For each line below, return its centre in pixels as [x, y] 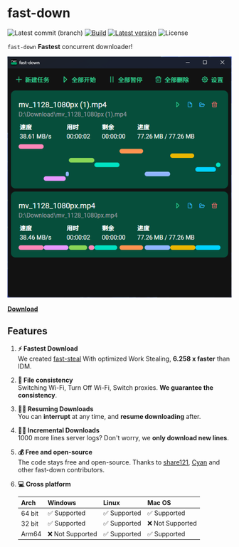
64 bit [30, 513]
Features [27, 331]
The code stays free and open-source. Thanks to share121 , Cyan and [119, 462]
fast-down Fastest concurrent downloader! [70, 46]
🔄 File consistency [45, 380]
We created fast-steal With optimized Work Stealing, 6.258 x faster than [124, 359]
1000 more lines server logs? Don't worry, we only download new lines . [123, 438]
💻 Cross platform [44, 484]
